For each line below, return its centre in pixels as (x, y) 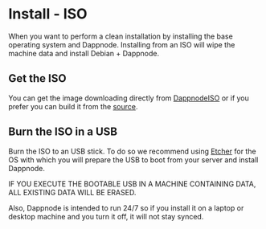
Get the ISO (37, 78)
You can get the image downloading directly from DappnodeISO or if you (129, 98)
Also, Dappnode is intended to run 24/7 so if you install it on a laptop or (126, 208)
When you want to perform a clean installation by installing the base (121, 36)
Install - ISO (48, 14)
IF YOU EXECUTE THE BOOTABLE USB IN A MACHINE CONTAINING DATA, (132, 184)
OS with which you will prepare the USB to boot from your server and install (133, 159)
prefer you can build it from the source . (73, 106)
